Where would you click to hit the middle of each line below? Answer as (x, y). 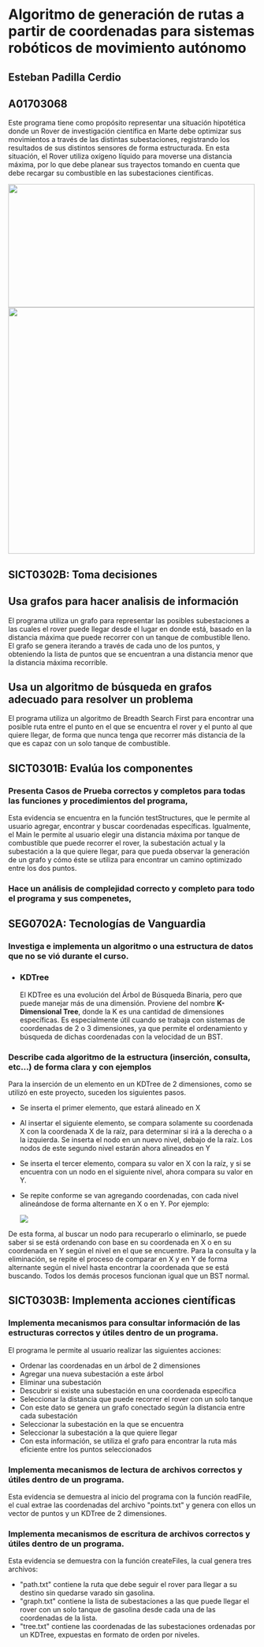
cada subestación (48, 1415)
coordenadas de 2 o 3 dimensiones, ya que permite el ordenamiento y (134, 1028)
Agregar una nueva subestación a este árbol (91, 1373)
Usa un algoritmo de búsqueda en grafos (110, 687)
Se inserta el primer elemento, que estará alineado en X (110, 1107)
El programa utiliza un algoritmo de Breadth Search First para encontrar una (131, 719)
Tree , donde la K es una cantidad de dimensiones (143, 1011)
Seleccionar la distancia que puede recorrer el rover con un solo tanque (136, 1399)
